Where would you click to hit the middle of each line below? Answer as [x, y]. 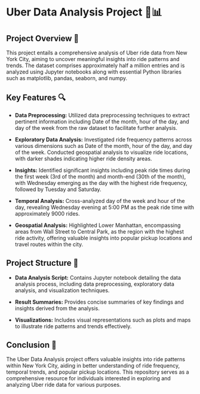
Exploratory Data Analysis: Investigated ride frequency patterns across [103, 140]
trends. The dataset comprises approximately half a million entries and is [96, 65]
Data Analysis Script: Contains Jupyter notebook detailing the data [98, 277]
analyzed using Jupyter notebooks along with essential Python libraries [94, 72]
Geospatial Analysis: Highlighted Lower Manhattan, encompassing [98, 225]
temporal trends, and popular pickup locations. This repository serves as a [98, 372]
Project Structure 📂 [42, 263]
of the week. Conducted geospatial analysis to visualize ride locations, [101, 152]
